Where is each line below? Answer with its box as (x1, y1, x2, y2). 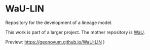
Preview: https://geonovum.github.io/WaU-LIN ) (5, 38, 105, 45)
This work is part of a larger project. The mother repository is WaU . (5, 29, 145, 35)
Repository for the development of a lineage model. (5, 19, 113, 25)
